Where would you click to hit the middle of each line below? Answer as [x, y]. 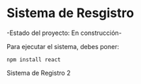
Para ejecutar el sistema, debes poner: [63, 46]
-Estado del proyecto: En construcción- [64, 33]
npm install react [34, 59]
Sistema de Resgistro [70, 13]
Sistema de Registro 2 [39, 73]
